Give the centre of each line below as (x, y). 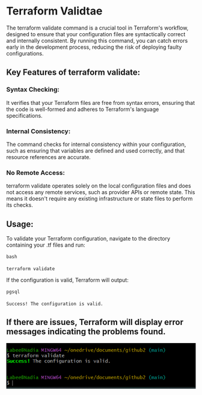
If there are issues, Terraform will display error (95, 322)
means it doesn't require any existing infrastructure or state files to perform (99, 199)
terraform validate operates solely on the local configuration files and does (99, 186)
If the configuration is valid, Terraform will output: (68, 280)
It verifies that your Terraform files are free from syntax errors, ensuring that (101, 103)
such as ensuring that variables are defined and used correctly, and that (96, 150)
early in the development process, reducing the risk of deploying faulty (94, 47)
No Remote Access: (35, 172)
